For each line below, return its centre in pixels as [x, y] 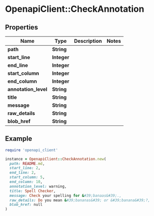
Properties [22, 27]
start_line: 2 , [25, 168]
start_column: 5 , [27, 177]
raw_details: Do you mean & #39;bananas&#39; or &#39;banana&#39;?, [80, 200]
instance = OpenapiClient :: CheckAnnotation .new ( [56, 159]
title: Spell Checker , [33, 191]
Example [19, 139]
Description [88, 41]
